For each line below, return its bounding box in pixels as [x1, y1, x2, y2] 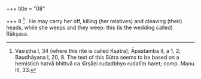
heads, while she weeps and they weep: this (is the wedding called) [6, 24, 173, 31]
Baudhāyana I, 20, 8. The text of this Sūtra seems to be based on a [14, 53, 179, 61]
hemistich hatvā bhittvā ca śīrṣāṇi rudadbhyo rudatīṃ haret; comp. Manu [14, 59, 194, 67]
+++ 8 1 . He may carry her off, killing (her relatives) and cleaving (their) [6, 17, 182, 24]
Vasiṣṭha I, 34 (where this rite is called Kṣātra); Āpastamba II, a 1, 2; [14, 47, 181, 54]
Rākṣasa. [6, 30, 29, 37]
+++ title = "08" [6, 5, 45, 12]
